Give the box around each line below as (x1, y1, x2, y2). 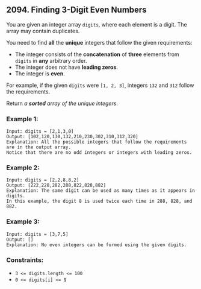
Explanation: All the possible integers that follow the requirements (6, 139, 187, 145)
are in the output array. (6, 144, 71, 150)
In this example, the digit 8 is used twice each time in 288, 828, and (6, 198, 193, 205)
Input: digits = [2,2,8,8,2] (6, 177, 79, 183)
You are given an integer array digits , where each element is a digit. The (6, 21, 188, 28)
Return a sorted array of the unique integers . (6, 100, 119, 107)
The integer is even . (14, 69, 65, 77)
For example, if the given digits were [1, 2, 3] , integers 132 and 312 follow (6, 81, 194, 89)
